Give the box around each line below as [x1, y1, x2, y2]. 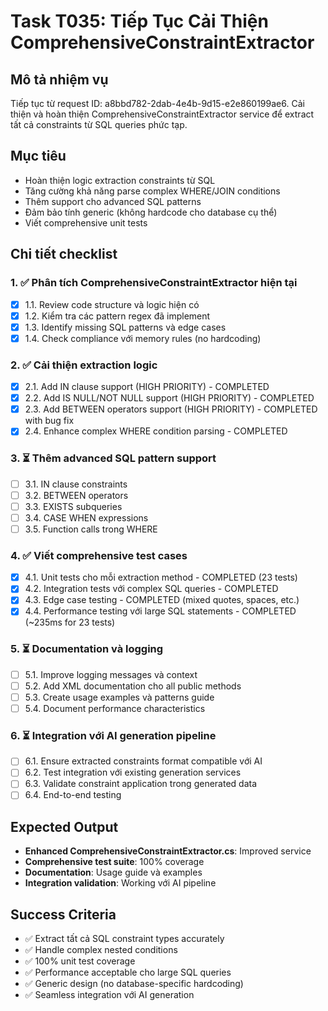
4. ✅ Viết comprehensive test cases [10, 548, 188, 562]
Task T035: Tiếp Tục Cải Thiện [10, 10, 269, 33]
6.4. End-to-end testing [24, 789, 122, 801]
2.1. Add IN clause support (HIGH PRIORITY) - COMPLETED [24, 381, 270, 393]
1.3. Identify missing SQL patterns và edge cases [24, 321, 227, 333]
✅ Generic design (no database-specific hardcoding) [24, 978, 244, 990]
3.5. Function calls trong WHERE [24, 523, 158, 535]
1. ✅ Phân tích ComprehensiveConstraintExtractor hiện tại [10, 276, 298, 290]
